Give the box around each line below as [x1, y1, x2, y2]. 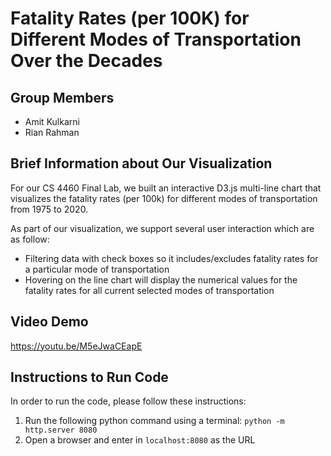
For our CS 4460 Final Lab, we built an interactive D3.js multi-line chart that [10, 182, 322, 194]
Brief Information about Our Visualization [10, 155, 273, 172]
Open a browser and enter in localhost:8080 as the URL [24, 434, 256, 446]
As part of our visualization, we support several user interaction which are [10, 222, 315, 234]
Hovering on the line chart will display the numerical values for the [24, 273, 298, 286]
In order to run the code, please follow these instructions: [10, 395, 247, 407]
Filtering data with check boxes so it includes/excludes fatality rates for [24, 252, 319, 264]
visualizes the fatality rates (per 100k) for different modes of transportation [10, 192, 318, 204]
